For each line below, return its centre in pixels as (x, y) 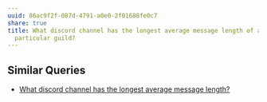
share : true (27, 23)
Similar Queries (47, 70)
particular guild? (45, 38)
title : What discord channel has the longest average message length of (131, 30)
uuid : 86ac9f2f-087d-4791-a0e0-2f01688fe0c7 (82, 16)
